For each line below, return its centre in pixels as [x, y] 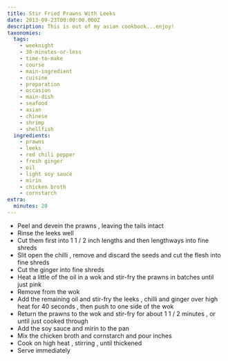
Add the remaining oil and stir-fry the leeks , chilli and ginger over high [117, 299]
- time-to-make [41, 59]
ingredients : [32, 135]
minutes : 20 [31, 206]
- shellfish [37, 129]
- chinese [34, 116]
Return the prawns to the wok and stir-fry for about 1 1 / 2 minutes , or [116, 313]
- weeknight [37, 46]
